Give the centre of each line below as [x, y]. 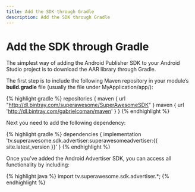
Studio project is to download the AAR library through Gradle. [81, 70]
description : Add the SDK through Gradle [58, 17]
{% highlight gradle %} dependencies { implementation [74, 134]
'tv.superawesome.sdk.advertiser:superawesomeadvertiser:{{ [82, 141]
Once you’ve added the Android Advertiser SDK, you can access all [89, 159]
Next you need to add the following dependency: [66, 123]
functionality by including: [38, 165]
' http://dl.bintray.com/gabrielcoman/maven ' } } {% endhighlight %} [88, 111]
